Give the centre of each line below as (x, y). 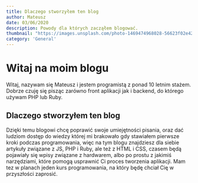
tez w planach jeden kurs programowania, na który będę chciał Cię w (90, 167)
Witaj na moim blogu (57, 68)
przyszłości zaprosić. (32, 174)
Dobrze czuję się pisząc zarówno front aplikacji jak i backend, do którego (95, 91)
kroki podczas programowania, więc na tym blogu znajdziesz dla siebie (93, 142)
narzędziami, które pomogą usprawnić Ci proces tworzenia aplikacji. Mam (96, 161)
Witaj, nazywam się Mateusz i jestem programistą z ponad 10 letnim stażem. (99, 84)
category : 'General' (32, 39)
